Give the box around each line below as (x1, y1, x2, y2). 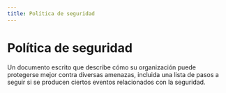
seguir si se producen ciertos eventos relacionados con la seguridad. (7, 78, 206, 86)
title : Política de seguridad (7, 10, 96, 17)
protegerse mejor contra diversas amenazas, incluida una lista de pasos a (7, 70, 220, 78)
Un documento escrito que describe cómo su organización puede (7, 63, 197, 71)
